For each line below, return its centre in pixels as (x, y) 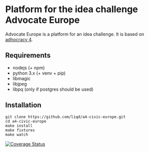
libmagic (22, 78)
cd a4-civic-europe (26, 121)
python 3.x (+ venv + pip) (39, 73)
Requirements (28, 55)
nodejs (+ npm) (29, 67)
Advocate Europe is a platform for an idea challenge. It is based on (75, 34)
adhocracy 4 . (19, 40)
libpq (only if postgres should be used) (53, 89)
